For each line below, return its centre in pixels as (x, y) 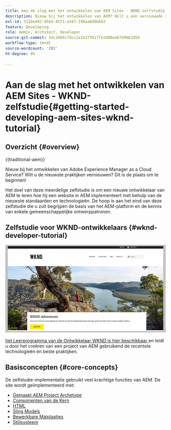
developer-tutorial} (36, 235)
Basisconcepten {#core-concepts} (62, 368)
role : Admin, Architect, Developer (43, 32)
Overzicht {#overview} (42, 147)
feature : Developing (27, 27)
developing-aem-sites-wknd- (69, 117)
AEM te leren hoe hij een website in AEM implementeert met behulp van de (83, 195)
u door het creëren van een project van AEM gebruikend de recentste (78, 346)
